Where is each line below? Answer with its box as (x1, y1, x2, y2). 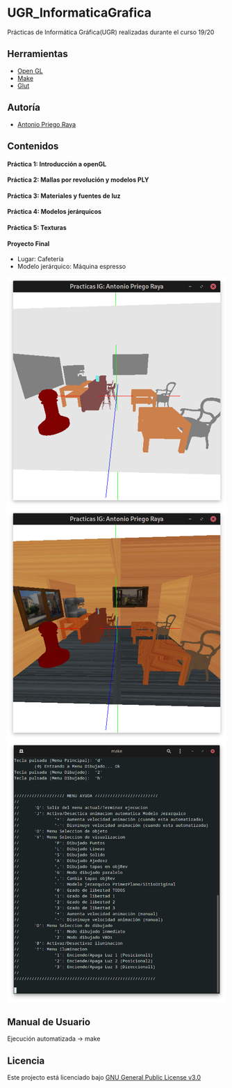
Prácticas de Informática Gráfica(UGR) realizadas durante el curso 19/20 (7, 28, 215, 36)
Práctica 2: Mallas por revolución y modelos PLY (7, 176, 149, 184)
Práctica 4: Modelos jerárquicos (7, 208, 102, 216)
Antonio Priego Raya (17, 120, 76, 128)
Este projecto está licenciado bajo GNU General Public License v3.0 (7, 1073, 201, 1082)
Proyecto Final (7, 239, 50, 248)
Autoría (7, 102, 40, 114)
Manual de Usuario (7, 1016, 91, 1028)
